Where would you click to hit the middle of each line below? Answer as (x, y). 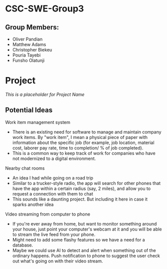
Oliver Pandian (27, 39)
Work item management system (38, 122)
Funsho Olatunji (28, 60)
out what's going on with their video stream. (58, 261)
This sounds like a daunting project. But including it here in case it (80, 199)
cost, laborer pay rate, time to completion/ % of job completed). (78, 147)
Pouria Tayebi (26, 55)
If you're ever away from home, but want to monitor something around (84, 223)
